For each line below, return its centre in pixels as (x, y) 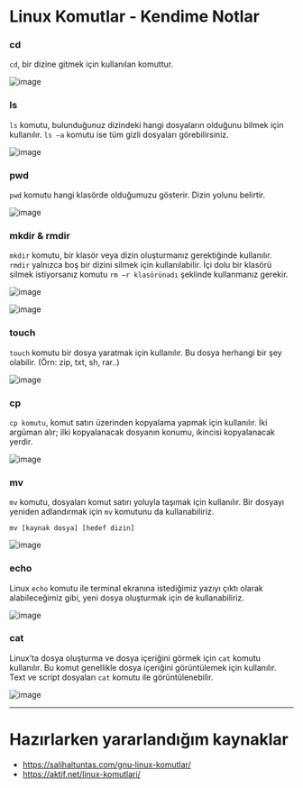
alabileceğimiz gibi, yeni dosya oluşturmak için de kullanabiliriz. (127, 598)
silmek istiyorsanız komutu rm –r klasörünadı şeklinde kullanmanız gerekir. (149, 275)
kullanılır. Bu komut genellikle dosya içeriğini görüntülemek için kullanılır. (143, 667)
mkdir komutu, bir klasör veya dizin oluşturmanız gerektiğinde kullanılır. (141, 255)
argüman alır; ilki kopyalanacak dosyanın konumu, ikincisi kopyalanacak (142, 432)
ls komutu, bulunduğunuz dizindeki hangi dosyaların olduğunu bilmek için (147, 124)
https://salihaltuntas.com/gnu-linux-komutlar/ (106, 765)
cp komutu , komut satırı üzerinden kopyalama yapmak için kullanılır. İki (138, 422)
